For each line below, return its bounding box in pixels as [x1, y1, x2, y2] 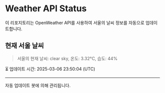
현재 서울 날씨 [5, 42, 44, 50]
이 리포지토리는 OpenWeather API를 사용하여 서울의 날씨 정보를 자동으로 [5, 20, 145, 25]
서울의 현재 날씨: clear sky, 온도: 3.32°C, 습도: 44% [17, 55, 118, 61]
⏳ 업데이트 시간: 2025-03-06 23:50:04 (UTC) [5, 66, 95, 71]
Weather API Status [5, 3, 87, 14]
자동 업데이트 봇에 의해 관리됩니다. [5, 82, 71, 88]
